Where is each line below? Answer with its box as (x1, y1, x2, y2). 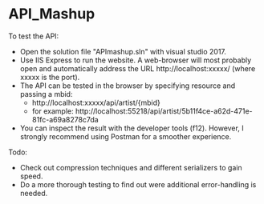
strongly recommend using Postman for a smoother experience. (19, 131, 232, 141)
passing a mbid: (19, 89, 73, 98)
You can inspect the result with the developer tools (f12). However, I (19, 123, 244, 133)
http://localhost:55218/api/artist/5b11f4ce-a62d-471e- (75, 106, 253, 116)
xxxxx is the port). (19, 72, 80, 82)
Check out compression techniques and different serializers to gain (19, 162, 242, 172)
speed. (19, 171, 43, 181)
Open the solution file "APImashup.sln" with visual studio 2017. (19, 46, 227, 56)
